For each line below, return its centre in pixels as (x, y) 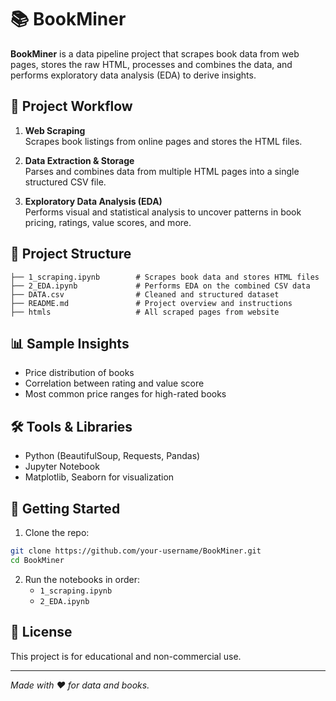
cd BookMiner (37, 560)
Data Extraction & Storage (79, 160)
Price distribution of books (79, 373)
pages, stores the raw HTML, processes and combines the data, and (151, 64)
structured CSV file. (65, 182)
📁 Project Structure (71, 254)
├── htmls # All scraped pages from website (145, 312)
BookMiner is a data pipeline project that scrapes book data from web (155, 53)
